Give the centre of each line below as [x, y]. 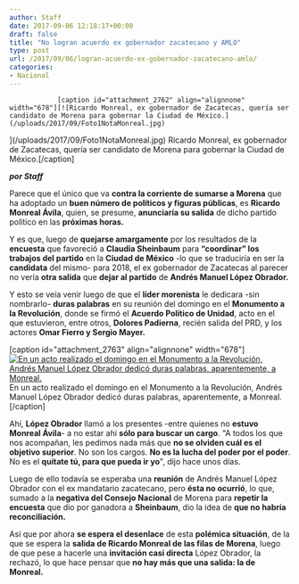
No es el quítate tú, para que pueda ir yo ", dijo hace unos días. [125, 461]
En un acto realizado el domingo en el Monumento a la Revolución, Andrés [146, 387]
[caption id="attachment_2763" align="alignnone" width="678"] [127, 350]
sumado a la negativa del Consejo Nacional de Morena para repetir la [139, 498]
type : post [29, 51]
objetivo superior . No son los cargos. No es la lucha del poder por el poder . [150, 452]
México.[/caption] [42, 159]
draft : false [33, 34]
